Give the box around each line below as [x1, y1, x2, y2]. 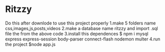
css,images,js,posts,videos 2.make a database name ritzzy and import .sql [5, 25, 159, 31]
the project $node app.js [5, 41, 56, 47]
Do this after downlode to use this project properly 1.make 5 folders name [5, 20, 156, 26]
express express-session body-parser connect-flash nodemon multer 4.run [5, 36, 161, 42]
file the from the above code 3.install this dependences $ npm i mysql [5, 30, 149, 36]
